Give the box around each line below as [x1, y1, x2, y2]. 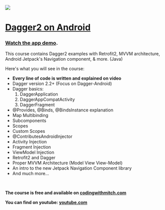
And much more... [12, 171, 49, 177]
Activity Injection [12, 139, 47, 145]
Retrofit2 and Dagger [12, 155, 56, 161]
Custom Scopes [12, 128, 46, 134]
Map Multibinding [12, 112, 49, 118]
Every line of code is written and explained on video [12, 75, 122, 82]
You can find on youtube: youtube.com [5, 200, 88, 206]
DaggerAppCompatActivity [19, 97, 76, 103]
